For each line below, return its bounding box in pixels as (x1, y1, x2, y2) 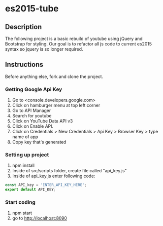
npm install (12, 162, 35, 168)
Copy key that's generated (12, 139, 66, 145)
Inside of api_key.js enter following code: (12, 173, 95, 179)
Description (5, 23, 42, 31)
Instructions (5, 60, 43, 69)
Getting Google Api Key (5, 86, 63, 93)
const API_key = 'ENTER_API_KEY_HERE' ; (5, 183, 87, 188)
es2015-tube (5, 3, 59, 14)
